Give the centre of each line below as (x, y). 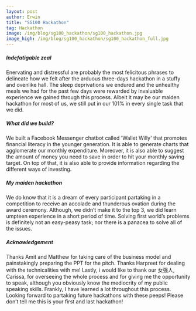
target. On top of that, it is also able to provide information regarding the (93, 163)
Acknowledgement (30, 242)
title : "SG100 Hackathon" (37, 22)
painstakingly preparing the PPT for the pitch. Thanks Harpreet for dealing (96, 263)
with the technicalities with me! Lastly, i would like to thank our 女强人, (90, 270)
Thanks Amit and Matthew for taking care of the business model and (89, 256)
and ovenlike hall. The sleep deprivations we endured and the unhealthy (93, 84)
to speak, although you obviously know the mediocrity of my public (87, 283)
